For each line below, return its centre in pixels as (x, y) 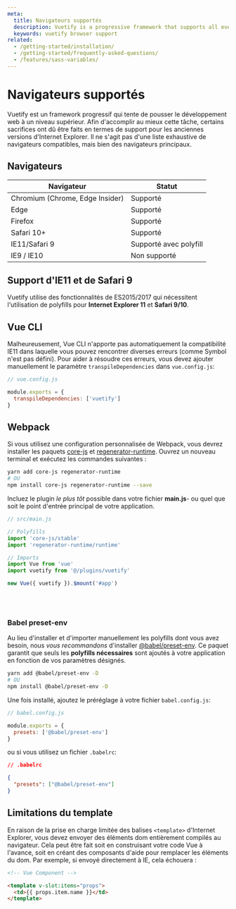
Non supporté (154, 255)
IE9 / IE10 (27, 255)
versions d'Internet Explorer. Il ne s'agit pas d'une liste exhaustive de (107, 136)
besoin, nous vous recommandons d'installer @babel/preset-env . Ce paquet (118, 645)
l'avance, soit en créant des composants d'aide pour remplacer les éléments (118, 852)
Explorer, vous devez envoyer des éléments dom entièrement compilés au (114, 837)
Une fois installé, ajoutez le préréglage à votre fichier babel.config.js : (109, 700)
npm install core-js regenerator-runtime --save (80, 485)
